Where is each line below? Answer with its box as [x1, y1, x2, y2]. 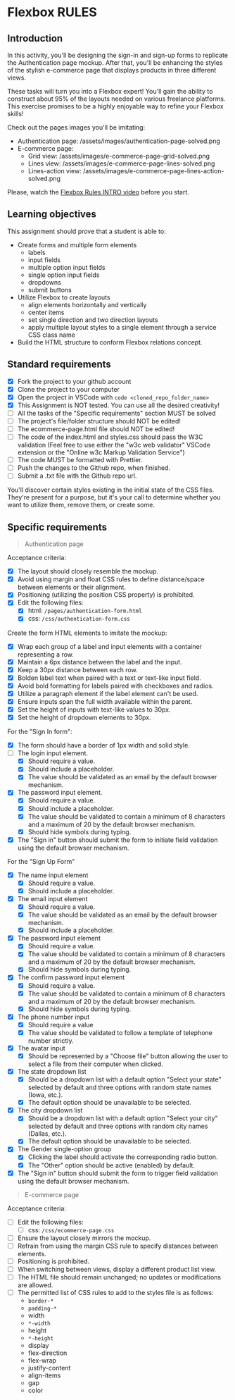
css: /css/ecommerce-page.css [27, 1225, 115, 1234]
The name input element [17, 871, 89, 879]
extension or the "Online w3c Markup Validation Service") [17, 448, 185, 457]
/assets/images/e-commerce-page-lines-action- [83, 167, 224, 175]
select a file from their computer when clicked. [27, 1060, 163, 1068]
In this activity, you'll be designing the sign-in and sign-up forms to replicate [7, 51, 229, 59]
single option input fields [27, 271, 100, 279]
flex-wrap [27, 1356, 56, 1365]
